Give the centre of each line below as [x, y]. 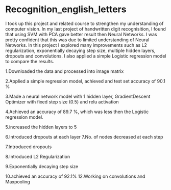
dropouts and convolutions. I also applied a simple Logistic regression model [86, 56]
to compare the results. [30, 61]
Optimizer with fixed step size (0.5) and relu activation [62, 102]
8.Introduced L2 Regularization [38, 156]
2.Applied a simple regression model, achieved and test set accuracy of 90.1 [86, 81]
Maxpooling [18, 181]
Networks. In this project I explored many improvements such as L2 [76, 45]
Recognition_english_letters [66, 9]
